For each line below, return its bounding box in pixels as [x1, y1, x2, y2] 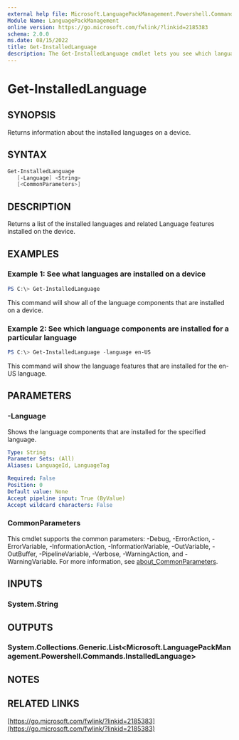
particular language [7, 332, 77, 342]
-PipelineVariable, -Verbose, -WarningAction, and [38, 550, 184, 558]
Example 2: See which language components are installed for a [7, 324, 229, 334]
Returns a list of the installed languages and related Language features [7, 220, 215, 228]
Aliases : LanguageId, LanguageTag [7, 462, 110, 469]
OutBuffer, [7, 550, 38, 558]
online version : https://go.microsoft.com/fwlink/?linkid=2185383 [7, 24, 208, 31]
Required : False [7, 475, 55, 482]
